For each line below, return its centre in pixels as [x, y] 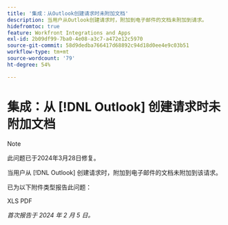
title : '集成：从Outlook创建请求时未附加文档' [68, 13]
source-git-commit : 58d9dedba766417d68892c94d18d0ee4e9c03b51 [98, 45]
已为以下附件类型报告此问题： [49, 187]
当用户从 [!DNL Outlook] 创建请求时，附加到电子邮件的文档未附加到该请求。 [115, 172]
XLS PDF [20, 201]
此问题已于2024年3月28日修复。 [53, 158]
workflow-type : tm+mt [38, 52]
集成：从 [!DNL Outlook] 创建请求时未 [114, 107]
